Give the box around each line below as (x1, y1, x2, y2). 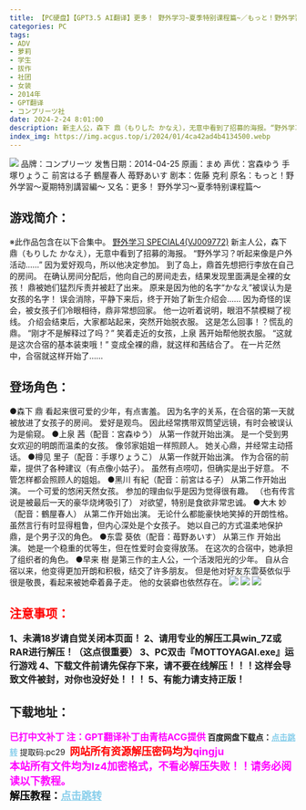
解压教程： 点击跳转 (9, 790, 102, 803)
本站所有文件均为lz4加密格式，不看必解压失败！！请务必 (9, 760, 282, 774)
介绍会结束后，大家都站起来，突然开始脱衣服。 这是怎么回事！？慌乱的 (26, 316, 293, 327)
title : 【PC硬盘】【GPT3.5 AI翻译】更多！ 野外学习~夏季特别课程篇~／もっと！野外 (9, 13, 289, 23)
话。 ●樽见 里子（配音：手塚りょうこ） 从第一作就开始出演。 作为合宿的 (9, 451, 281, 462)
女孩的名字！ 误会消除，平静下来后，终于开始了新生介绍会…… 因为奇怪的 (9, 293, 284, 304)
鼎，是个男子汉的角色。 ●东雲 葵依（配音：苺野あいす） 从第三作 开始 (9, 531, 273, 542)
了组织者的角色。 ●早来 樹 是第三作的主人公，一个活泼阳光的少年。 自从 (9, 554, 281, 565)
